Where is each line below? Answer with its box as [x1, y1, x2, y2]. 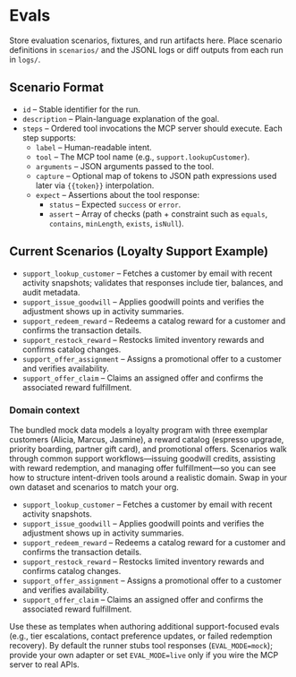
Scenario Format [9, 80, 105, 95]
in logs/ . [9, 54, 41, 64]
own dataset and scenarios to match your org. [9, 481, 179, 493]
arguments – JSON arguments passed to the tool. [35, 160, 215, 171]
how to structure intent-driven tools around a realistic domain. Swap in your [9, 472, 288, 483]
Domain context [9, 404, 80, 416]
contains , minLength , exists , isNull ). [48, 218, 185, 228]
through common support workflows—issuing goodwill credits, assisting [9, 453, 275, 464]
